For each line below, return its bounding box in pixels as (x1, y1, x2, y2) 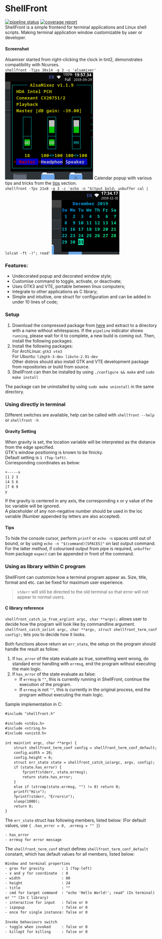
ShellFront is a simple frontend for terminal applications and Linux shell (5, 24, 147, 30)
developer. (5, 35, 27, 40)
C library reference (5, 605, 44, 611)
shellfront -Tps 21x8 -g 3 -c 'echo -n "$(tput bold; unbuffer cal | (5, 186, 149, 192)
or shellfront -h (5, 417, 39, 423)
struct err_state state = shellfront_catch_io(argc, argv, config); (14, 760, 155, 765)
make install (12, 375, 39, 380)
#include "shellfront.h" (5, 711, 55, 716)
